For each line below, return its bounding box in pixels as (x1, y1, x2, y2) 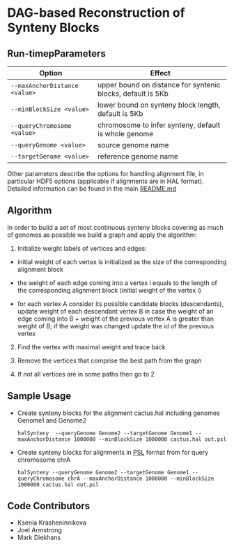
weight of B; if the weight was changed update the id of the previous (17, 321, 214, 330)
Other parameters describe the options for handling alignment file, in (7, 170, 204, 177)
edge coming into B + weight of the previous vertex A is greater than (17, 314, 214, 323)
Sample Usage (7, 390, 72, 402)
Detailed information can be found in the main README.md (7, 184, 176, 193)
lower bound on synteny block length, (97, 100, 221, 110)
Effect (150, 68, 171, 78)
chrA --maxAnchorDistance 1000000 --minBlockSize (67, 475, 214, 482)
